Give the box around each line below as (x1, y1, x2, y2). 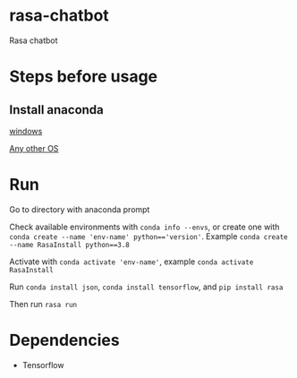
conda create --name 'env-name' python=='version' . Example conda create (9, 230, 288, 242)
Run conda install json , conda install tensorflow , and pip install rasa (9, 281, 284, 292)
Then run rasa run (9, 298, 78, 309)
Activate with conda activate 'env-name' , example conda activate (9, 256, 254, 267)
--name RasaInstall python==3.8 (9, 240, 130, 249)
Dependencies (9, 331, 120, 350)
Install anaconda (9, 102, 105, 117)
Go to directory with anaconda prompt (9, 203, 150, 215)
